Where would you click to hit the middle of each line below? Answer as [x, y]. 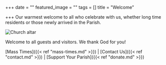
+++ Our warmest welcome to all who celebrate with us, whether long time [83, 17]
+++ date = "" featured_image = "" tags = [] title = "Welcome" [70, 7]
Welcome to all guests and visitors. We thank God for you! [66, 42]
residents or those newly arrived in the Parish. [53, 22]
